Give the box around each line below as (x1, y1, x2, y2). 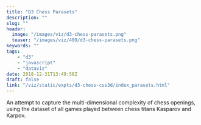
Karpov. (6, 112, 26, 119)
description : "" (6, 15, 48, 21)
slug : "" (6, 20, 29, 26)
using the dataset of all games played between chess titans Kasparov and (6, 106, 192, 112)
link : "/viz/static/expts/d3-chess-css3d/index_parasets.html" (6, 83, 171, 89)
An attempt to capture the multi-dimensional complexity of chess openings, (6, 99, 196, 106)
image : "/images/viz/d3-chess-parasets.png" (12, 32, 127, 38)
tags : (6, 49, 20, 55)
